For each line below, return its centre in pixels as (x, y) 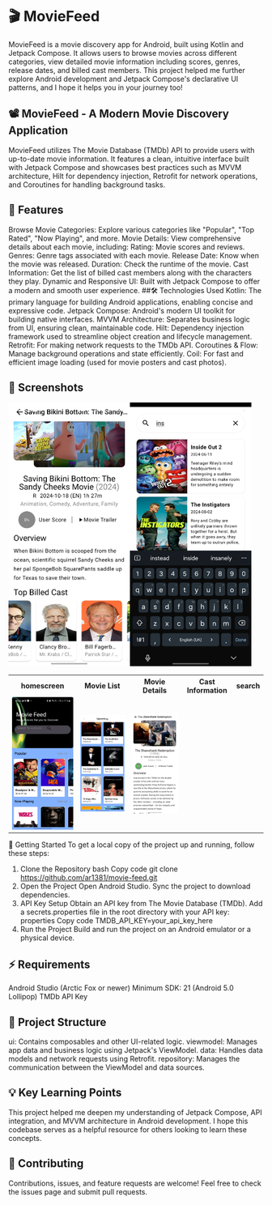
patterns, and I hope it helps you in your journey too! (96, 87)
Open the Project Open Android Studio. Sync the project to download (135, 886)
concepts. (25, 1138)
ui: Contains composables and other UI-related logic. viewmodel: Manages (133, 1041)
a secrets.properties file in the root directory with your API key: (125, 912)
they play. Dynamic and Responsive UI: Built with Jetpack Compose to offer (134, 281)
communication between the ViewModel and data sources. (106, 1067)
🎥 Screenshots (46, 387)
